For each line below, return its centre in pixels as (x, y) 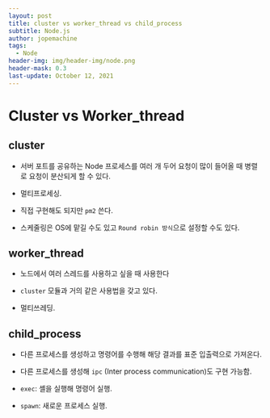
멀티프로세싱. (41, 193)
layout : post (30, 16)
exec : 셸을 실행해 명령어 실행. (66, 389)
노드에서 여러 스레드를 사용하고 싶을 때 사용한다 (95, 274)
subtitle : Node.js (39, 31)
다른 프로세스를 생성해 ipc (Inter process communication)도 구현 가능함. (136, 371)
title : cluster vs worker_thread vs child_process (95, 23)
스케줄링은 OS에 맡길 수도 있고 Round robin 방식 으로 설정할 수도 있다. (130, 228)
